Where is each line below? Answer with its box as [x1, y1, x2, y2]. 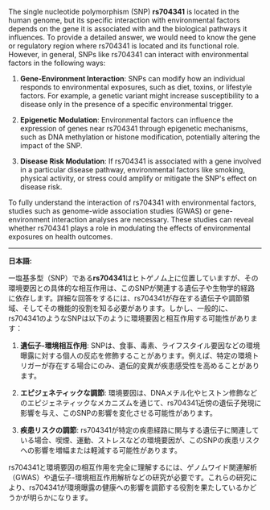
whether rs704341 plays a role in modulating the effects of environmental [8, 223, 251, 233]
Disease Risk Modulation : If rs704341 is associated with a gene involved [19, 156, 262, 166]
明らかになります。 [29, 493, 92, 502]
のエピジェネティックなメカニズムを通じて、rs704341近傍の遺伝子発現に [19, 398, 262, 408]
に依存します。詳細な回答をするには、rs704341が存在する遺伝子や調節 [8, 293, 243, 303]
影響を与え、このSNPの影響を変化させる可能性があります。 [19, 408, 217, 417]
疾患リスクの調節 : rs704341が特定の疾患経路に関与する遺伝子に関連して [19, 425, 260, 434]
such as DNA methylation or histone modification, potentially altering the [19, 132, 260, 142]
